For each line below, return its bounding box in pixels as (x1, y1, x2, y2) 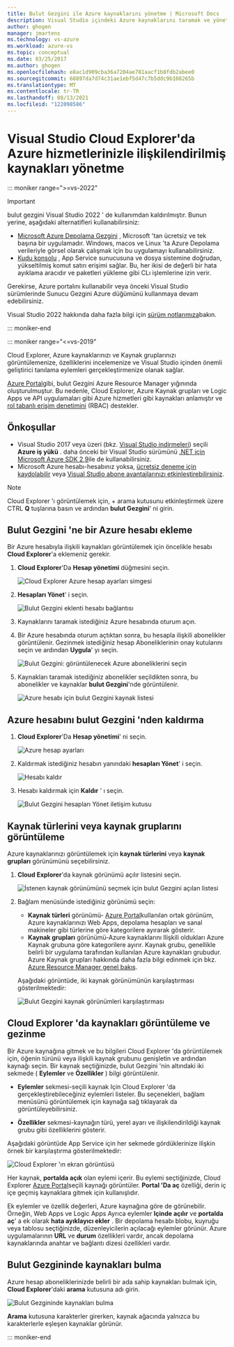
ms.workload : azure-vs (7, 43, 73, 49)
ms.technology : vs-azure (7, 36, 79, 43)
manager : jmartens (7, 29, 61, 37)
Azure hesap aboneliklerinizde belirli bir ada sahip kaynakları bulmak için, (7, 1277, 217, 1286)
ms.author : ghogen (7, 62, 61, 69)
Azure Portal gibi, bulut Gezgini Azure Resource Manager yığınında (7, 379, 197, 387)
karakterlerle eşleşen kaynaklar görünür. (7, 1319, 123, 1327)
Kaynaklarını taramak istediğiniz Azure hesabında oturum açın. (17, 617, 196, 626)
